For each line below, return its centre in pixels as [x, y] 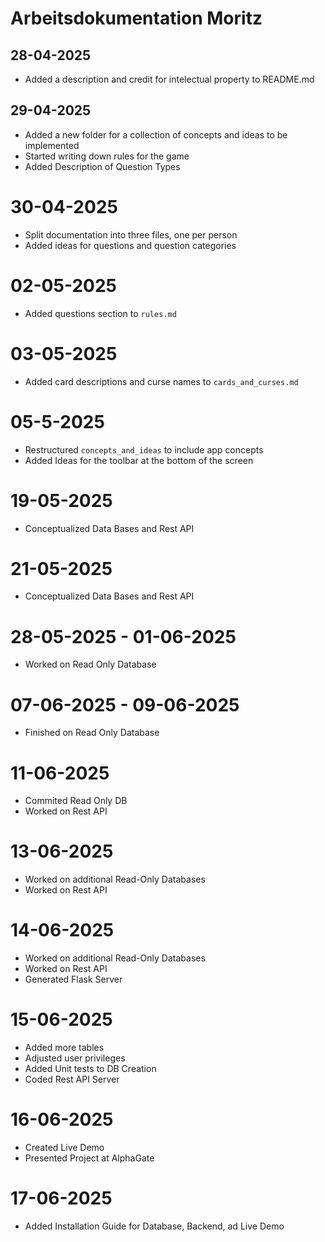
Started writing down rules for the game [107, 156]
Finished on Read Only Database [92, 733]
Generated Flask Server [73, 979]
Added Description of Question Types [102, 166]
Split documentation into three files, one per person [131, 234]
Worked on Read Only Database [90, 664]
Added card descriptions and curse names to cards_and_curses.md [161, 381]
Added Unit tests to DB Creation [90, 1069]
